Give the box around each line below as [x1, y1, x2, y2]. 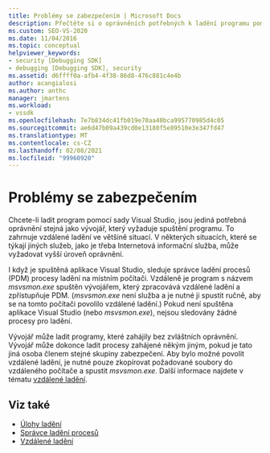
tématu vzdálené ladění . [8, 375, 88, 385]
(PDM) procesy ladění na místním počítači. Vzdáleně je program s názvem [8, 274, 253, 283]
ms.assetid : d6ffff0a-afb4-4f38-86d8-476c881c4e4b [8, 72, 182, 80]
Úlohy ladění [19, 419, 62, 429]
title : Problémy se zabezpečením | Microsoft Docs [8, 11, 182, 20]
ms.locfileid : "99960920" [8, 154, 95, 162]
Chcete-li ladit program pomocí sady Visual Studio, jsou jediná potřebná [8, 215, 247, 225]
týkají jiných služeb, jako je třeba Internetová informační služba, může [8, 241, 239, 250]
